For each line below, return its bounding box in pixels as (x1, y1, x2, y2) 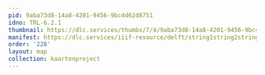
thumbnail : (8, 26, 44, 34)
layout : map (8, 48, 47, 55)
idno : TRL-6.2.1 (8, 19, 62, 27)
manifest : (8, 33, 41, 41)
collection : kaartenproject (8, 55, 101, 63)
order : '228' (8, 41, 51, 48)
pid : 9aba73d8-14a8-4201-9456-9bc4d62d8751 (8, 11, 154, 20)
